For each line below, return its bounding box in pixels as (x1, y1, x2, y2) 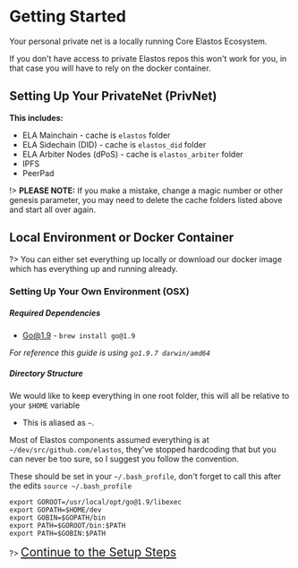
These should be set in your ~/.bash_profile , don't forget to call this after (9, 471, 282, 482)
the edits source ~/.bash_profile (9, 480, 132, 491)
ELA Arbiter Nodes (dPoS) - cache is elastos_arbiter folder (21, 148, 243, 159)
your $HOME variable (9, 400, 81, 411)
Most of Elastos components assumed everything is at (9, 435, 210, 445)
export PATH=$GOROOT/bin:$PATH (9, 521, 126, 530)
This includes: (9, 112, 64, 123)
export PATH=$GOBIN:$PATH (9, 530, 106, 538)
